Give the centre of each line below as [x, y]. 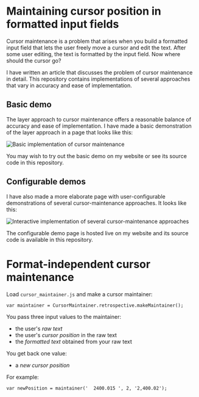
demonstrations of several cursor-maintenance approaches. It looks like [96, 203]
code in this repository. [35, 162]
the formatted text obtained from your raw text [74, 341]
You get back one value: [37, 353]
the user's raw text [39, 329]
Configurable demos [46, 182]
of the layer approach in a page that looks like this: [70, 132]
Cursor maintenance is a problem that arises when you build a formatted [97, 41]
